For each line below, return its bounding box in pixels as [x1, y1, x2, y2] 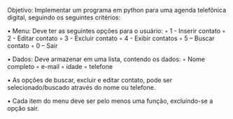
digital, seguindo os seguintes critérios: [7, 13, 121, 22]
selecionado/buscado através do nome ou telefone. [7, 84, 156, 91]
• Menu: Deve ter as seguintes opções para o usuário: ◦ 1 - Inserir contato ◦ [7, 27, 226, 35]
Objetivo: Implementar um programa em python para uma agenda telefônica [7, 6, 227, 14]
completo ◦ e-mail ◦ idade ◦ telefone [7, 63, 113, 70]
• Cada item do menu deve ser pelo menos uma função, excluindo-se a [7, 97, 213, 105]
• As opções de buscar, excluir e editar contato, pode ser [7, 76, 173, 84]
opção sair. [7, 104, 40, 112]
